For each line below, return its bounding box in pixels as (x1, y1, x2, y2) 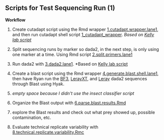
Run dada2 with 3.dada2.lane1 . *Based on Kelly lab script (12, 61, 128, 67)
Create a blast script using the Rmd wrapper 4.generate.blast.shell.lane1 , (12, 70, 159, 76)
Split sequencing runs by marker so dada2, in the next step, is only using (12, 46, 159, 52)
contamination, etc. (12, 115, 51, 120)
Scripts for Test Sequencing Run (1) (5, 4, 115, 12)
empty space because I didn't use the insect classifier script (12, 90, 135, 96)
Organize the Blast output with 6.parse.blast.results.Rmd (12, 100, 126, 106)
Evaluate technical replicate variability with (12, 124, 99, 130)
